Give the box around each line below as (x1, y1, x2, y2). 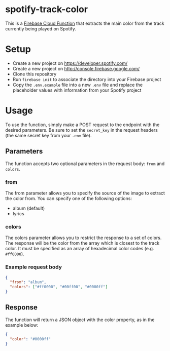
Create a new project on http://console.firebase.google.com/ (12, 65, 140, 71)
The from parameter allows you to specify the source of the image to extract (5, 190, 165, 196)
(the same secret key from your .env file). (5, 132, 92, 138)
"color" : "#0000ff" (10, 336, 51, 341)
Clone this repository (12, 71, 57, 77)
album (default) (12, 205, 45, 211)
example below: (5, 322, 39, 328)
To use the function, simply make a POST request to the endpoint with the (5, 122, 160, 128)
